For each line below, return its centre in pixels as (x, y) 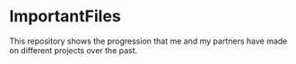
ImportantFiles (65, 16)
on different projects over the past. (74, 50)
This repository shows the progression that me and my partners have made (148, 41)
